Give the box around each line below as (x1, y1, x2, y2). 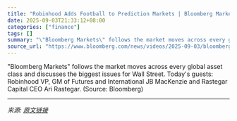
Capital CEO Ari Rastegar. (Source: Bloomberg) (7, 85, 144, 93)
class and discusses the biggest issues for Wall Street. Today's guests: (7, 70, 214, 78)
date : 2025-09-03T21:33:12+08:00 (7, 17, 106, 24)
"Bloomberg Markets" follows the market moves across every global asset (7, 63, 223, 70)
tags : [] (7, 30, 33, 37)
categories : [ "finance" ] (7, 23, 80, 30)
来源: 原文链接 (7, 106, 48, 114)
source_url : (7, 43, 42, 50)
